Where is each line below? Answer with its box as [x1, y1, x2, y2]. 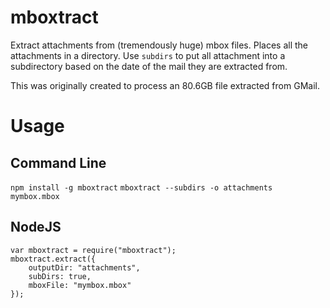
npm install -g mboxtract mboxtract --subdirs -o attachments [10, 182, 273, 193]
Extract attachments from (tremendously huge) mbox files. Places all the [10, 39, 309, 51]
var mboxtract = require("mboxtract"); [10, 245, 177, 255]
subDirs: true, [28, 271, 92, 281]
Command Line [10, 154, 107, 171]
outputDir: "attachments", [28, 262, 141, 273]
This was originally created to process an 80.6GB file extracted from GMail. [10, 79, 320, 91]
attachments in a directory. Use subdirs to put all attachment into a [10, 49, 286, 61]
